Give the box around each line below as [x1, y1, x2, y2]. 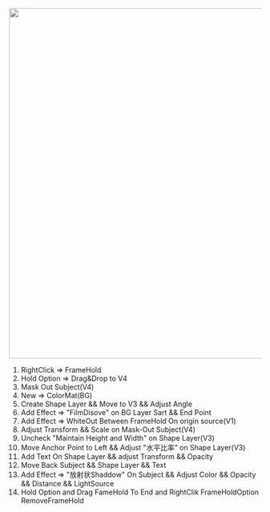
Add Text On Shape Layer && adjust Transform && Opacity [20, 452, 214, 461]
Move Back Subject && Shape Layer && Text [20, 461, 167, 470]
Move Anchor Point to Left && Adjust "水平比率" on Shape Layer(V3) [20, 443, 246, 452]
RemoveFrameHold [20, 496, 85, 505]
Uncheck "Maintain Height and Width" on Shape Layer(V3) [20, 433, 216, 442]
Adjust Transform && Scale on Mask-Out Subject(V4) [20, 425, 195, 434]
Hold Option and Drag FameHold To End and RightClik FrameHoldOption [20, 487, 260, 497]
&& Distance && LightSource [20, 479, 115, 488]
